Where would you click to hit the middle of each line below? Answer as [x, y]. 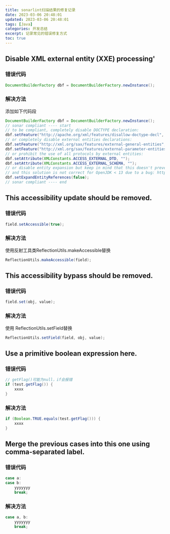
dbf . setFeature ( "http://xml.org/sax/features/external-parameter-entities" [87, 149]
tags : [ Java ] [19, 24]
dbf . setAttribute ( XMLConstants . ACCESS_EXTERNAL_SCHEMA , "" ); [71, 163]
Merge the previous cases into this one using [78, 444]
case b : [13, 483]
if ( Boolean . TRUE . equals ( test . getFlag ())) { [53, 419]
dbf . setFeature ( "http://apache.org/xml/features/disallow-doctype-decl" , [85, 135]
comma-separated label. [45, 452]
